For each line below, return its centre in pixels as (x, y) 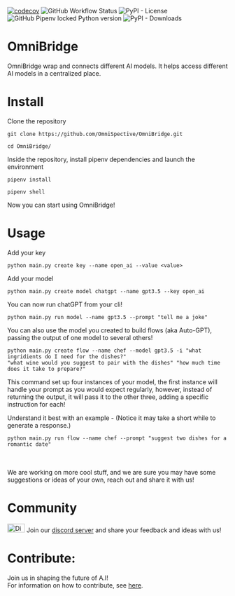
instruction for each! (36, 404)
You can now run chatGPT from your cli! (65, 304)
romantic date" (29, 444)
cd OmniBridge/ (29, 146)
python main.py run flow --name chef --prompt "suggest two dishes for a (117, 438)
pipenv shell (26, 192)
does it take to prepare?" (47, 369)
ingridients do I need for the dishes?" (67, 357)
